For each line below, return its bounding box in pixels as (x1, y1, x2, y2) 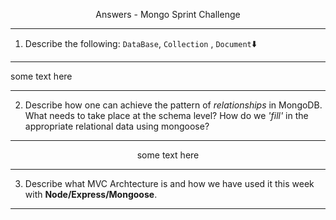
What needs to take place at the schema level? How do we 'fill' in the (24, 110, 309, 121)
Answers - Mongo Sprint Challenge (95, 9, 241, 20)
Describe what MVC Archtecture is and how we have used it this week (24, 178, 315, 189)
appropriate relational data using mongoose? (24, 120, 210, 132)
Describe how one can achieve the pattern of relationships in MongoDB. (24, 99, 323, 111)
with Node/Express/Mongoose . (24, 189, 158, 200)
